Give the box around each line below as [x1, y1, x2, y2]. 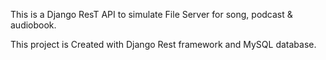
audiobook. [10, 19, 57, 31]
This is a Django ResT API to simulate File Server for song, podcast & [10, 9, 293, 20]
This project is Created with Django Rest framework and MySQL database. [10, 39, 317, 50]
